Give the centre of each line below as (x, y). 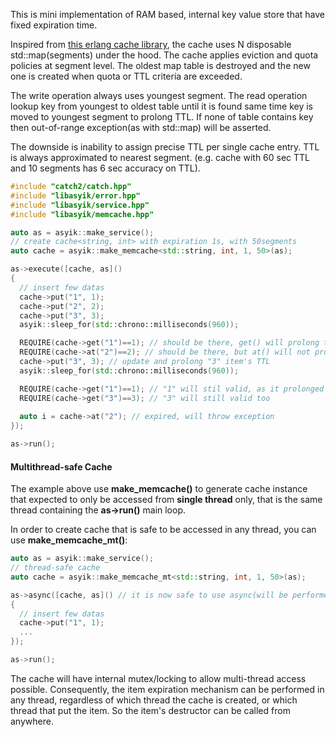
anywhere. (32, 721)
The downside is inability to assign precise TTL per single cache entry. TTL (165, 147)
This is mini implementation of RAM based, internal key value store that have (168, 14)
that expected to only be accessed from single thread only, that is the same (166, 500)
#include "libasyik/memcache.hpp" (82, 214)
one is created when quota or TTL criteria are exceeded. (126, 76)
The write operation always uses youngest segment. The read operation (159, 95)
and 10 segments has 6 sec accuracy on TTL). (105, 168)
